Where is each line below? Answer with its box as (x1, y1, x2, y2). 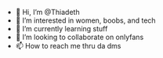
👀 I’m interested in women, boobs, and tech (15, 16, 156, 25)
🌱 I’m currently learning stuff (15, 24, 108, 33)
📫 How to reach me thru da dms (15, 42, 121, 50)
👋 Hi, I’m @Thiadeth (15, 8, 80, 16)
